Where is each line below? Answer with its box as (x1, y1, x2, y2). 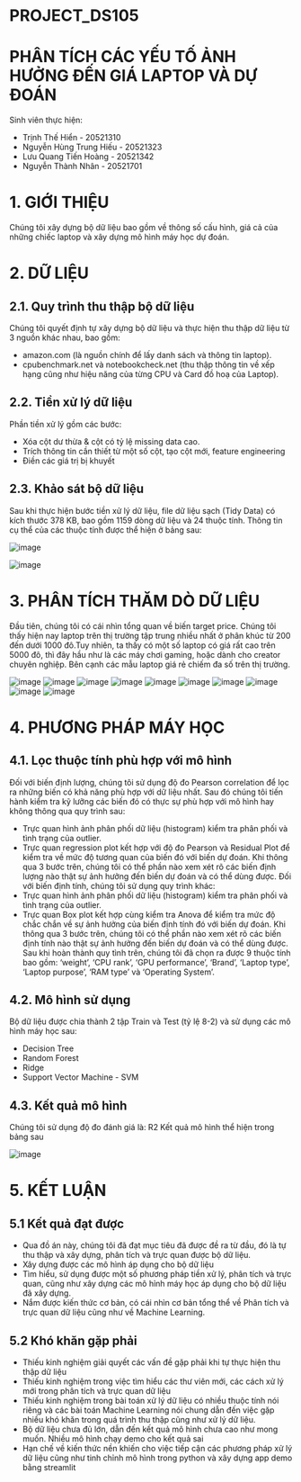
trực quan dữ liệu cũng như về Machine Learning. (22, 1307, 206, 1318)
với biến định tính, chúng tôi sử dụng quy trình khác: (22, 880, 216, 891)
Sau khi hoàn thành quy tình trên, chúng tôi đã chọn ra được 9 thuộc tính (22, 947, 291, 958)
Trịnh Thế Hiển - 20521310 (22, 132, 121, 143)
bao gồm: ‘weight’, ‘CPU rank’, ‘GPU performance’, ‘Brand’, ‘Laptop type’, (22, 957, 290, 967)
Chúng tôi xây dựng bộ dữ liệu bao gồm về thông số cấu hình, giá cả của (9, 222, 279, 233)
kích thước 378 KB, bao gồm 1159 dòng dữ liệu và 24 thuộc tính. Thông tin (9, 515, 283, 525)
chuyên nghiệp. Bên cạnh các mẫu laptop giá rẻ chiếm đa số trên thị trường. (9, 659, 290, 669)
